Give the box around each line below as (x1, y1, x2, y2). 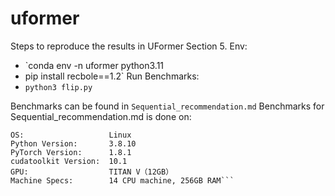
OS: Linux (10, 130, 132, 140)
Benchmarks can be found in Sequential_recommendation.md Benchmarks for (10, 100, 325, 112)
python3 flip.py (24, 82, 93, 92)
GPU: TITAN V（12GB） (10, 167, 174, 177)
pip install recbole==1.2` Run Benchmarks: (24, 70, 200, 82)
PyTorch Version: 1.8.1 (10, 147, 132, 157)
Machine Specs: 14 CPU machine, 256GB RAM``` (10, 175, 235, 186)
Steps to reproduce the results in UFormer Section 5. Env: (10, 40, 248, 52)
